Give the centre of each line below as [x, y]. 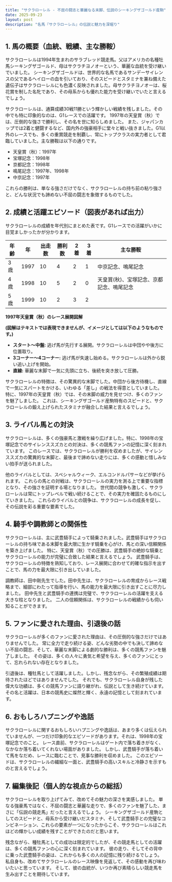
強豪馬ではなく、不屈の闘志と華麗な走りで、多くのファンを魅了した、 [88, 805]
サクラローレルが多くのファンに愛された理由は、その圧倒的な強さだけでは [84, 637]
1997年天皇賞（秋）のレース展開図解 [44, 317]
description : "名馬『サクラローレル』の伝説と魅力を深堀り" [63, 24]
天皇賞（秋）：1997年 [35, 152]
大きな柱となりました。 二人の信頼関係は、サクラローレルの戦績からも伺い [84, 599]
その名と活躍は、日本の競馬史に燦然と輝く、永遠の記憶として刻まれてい [81, 693]
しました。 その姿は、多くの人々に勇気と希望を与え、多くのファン [80, 656]
